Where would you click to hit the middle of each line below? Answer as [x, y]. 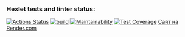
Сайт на [168, 22]
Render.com [22, 28]
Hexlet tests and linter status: [51, 9]
